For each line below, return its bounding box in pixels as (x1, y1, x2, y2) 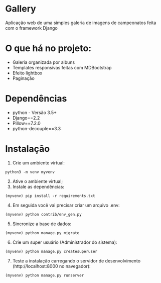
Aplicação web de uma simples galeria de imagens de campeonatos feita (5, 20, 156, 26)
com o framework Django (5, 25, 58, 31)
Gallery (5, 3, 36, 15)
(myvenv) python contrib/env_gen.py (5, 212, 82, 217)
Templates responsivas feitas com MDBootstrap (12, 64, 112, 70)
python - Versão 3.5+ (12, 109, 57, 116)
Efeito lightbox (12, 70, 43, 76)
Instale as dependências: (12, 183, 64, 190)
